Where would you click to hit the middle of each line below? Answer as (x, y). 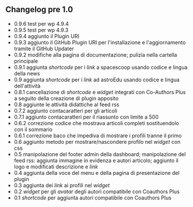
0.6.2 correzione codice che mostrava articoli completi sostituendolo (96, 123)
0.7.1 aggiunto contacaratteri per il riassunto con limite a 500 (86, 117)
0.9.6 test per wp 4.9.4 (41, 23)
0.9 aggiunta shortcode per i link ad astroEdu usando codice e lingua (97, 80)
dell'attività (27, 86)
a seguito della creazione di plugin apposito (66, 98)
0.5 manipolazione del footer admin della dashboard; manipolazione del (100, 154)
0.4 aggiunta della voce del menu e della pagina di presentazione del (97, 172)
